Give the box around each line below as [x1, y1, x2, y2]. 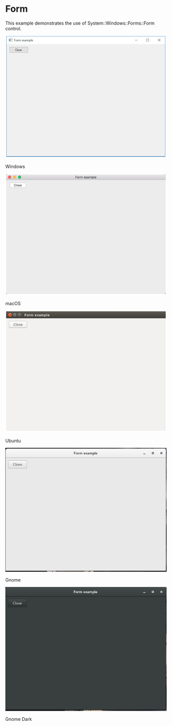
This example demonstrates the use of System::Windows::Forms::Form [5, 20, 155, 26]
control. [5, 25, 22, 31]
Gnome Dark [5, 716, 32, 722]
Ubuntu [5, 437, 21, 443]
